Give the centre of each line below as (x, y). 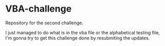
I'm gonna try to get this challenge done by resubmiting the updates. (78, 38)
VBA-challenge (38, 9)
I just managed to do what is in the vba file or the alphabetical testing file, (82, 32)
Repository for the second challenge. (44, 23)
